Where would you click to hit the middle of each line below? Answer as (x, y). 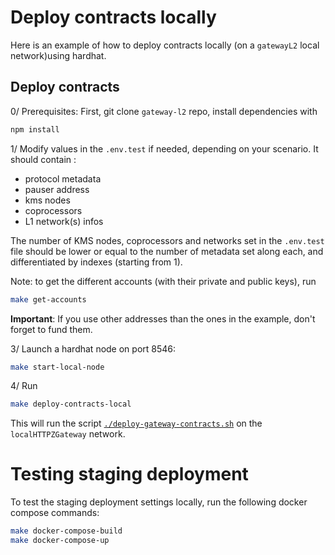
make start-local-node (57, 367)
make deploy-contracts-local (71, 404)
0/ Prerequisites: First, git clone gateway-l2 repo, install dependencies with (164, 111)
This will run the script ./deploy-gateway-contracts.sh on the (136, 423)
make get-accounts (48, 299)
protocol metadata (63, 178)
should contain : (43, 159)
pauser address (57, 189)
